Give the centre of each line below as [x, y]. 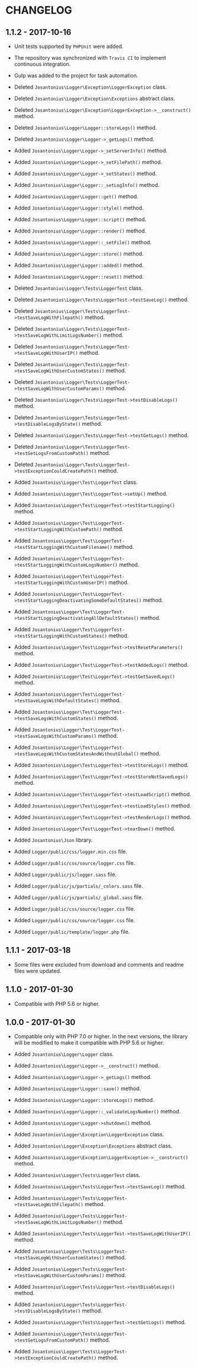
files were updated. [38, 971]
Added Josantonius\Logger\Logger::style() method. [79, 208]
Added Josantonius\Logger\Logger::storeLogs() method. [84, 1100]
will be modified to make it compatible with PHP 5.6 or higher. [89, 1043]
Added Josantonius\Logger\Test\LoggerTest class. [76, 482]
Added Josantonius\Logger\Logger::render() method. [80, 231]
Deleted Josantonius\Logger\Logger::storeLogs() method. [85, 127]
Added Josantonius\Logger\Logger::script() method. [80, 219]
